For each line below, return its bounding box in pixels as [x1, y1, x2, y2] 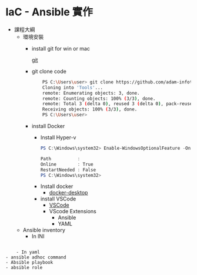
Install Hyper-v [40, 134, 76, 141]
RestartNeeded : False [40, 167, 96, 173]
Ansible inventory [22, 227, 66, 234]
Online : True [40, 161, 94, 167]
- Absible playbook [5, 260, 54, 266]
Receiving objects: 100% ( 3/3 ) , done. [42, 106, 138, 112]
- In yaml [16, 249, 41, 256]
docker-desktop [49, 189, 88, 196]
